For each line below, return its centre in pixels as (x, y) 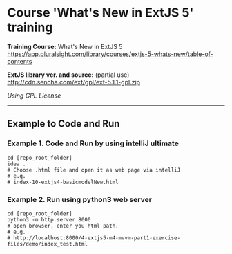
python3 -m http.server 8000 (49, 219)
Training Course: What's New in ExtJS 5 (65, 46)
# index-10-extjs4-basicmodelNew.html (63, 182)
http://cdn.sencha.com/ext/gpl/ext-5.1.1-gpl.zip (74, 82)
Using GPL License (34, 96)
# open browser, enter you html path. (63, 226)
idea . (17, 164)
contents (20, 61)
